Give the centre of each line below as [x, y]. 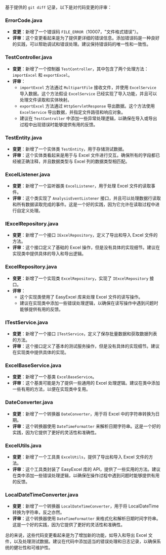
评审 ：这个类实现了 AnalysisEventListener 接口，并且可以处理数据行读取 [87, 198]
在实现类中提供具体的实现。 [41, 353]
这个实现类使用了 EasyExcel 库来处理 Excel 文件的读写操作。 [81, 297]
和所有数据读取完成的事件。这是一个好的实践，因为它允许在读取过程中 [84, 204]
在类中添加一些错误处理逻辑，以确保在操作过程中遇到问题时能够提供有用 [86, 475]
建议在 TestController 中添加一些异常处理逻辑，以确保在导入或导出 [88, 118]
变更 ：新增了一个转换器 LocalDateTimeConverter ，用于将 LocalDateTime [85, 506]
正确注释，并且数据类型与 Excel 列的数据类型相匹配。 [75, 161]
